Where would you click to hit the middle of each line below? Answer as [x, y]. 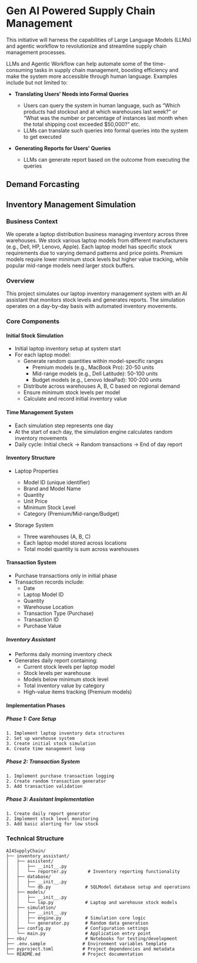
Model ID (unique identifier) [56, 482]
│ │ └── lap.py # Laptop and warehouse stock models [92, 902]
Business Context [32, 221]
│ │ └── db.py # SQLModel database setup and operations [98, 887]
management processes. [36, 52]
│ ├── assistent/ [30, 861]
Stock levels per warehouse [57, 673]
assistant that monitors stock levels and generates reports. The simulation [96, 300]
